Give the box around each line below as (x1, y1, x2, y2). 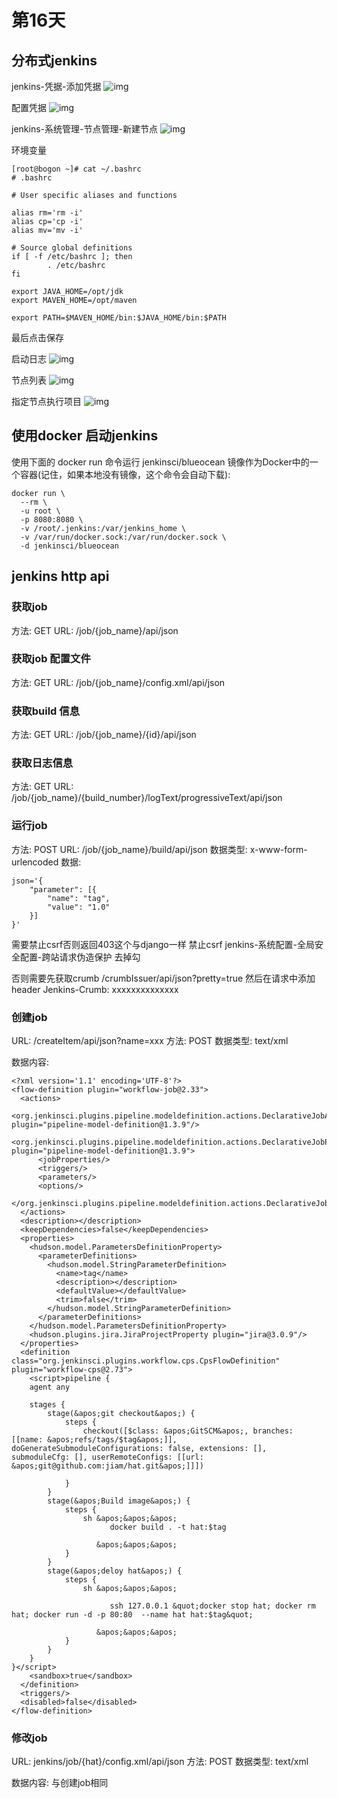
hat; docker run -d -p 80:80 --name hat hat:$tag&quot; (11, 1609, 254, 1620)
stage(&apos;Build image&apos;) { (47, 1496, 191, 1506)
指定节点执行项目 (11, 396, 82, 407)
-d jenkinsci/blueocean (20, 541, 119, 551)
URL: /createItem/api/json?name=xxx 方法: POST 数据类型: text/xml (11, 1034, 289, 1046)
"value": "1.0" (47, 902, 111, 912)
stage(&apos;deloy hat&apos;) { (47, 1566, 183, 1576)
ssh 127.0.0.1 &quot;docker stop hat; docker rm (109, 1601, 316, 1611)
